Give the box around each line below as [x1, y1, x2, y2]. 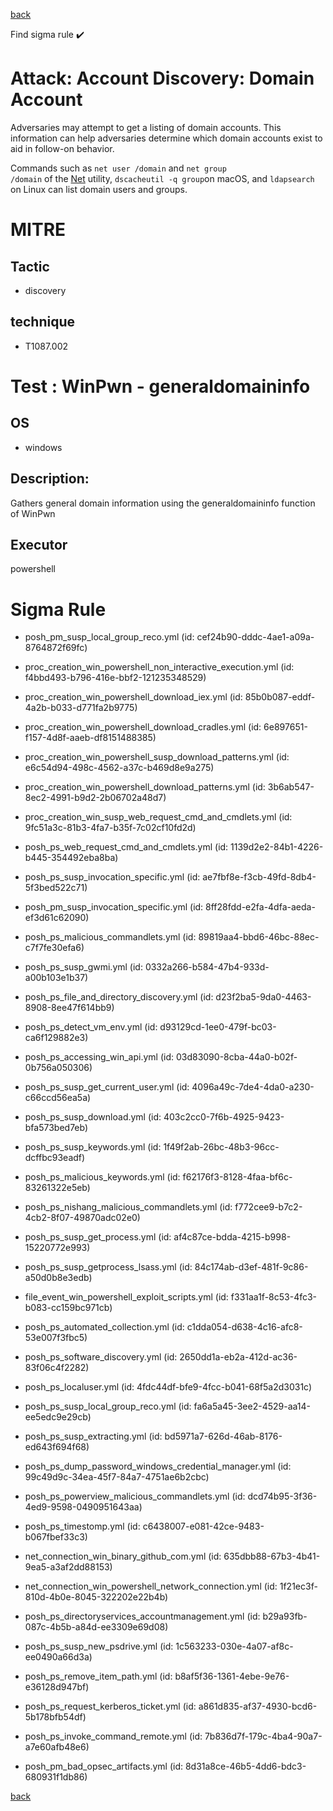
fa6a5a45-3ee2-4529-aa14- [193, 1400, 311, 1413]
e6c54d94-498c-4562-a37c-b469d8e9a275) [24, 762, 215, 774]
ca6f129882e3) [24, 1032, 89, 1044]
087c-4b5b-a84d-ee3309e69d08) [24, 1621, 169, 1633]
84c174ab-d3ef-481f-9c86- [194, 1261, 309, 1273]
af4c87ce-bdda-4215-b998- [173, 1231, 292, 1243]
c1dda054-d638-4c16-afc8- [186, 1321, 303, 1333]
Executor [10, 536, 68, 553]
